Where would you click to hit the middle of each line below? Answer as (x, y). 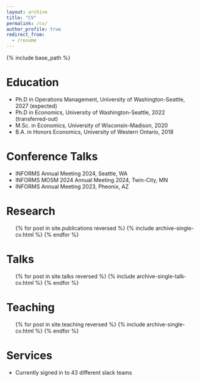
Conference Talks (52, 157)
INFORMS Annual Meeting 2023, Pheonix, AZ (72, 186)
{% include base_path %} (38, 58)
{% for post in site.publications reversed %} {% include (84, 228)
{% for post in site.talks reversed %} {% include (75, 276)
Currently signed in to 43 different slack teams (73, 372)
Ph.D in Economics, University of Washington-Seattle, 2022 (90, 112)
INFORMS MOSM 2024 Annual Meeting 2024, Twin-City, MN (91, 180)
